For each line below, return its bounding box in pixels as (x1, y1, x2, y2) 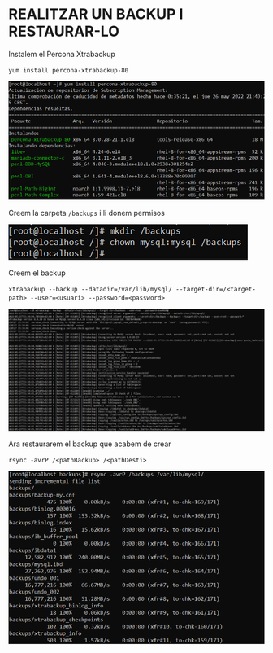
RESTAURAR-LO (8, 22, 119, 41)
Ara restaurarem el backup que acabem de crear (8, 439, 172, 449)
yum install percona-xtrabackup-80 (8, 66, 129, 74)
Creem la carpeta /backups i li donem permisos (8, 208, 165, 218)
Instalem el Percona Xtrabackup (8, 49, 116, 59)
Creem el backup (8, 268, 67, 278)
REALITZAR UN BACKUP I (8, 5, 184, 24)
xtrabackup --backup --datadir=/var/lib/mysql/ (8, 286, 173, 294)
